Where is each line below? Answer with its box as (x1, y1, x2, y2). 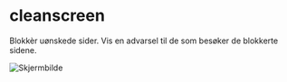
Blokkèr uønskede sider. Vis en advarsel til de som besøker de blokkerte (9, 35, 279, 46)
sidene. (9, 44, 37, 55)
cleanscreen (9, 5, 106, 26)
